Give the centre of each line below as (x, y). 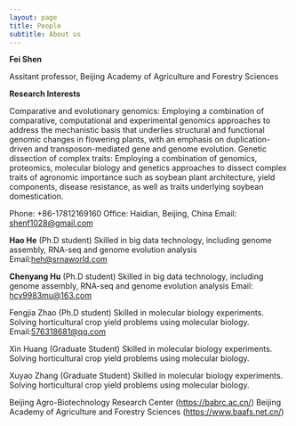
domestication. (36, 196)
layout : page (33, 17)
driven (21, 149)
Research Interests (45, 94)
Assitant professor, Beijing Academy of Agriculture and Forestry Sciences (144, 77)
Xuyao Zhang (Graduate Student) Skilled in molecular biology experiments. (146, 376)
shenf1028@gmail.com (51, 223)
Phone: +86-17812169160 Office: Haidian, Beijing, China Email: (123, 214)
